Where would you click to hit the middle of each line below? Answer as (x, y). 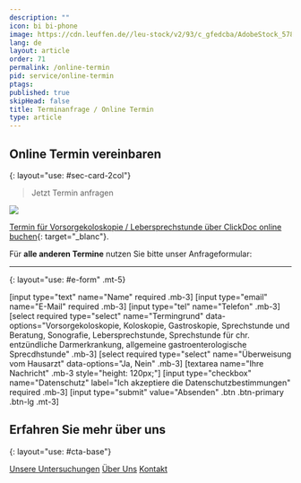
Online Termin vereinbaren (85, 154)
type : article (36, 117)
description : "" (39, 17)
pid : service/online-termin (62, 76)
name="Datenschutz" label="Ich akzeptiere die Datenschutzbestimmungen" (150, 383)
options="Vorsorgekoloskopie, (65, 325)
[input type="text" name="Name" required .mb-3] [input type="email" (138, 297)
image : (21, 34)
